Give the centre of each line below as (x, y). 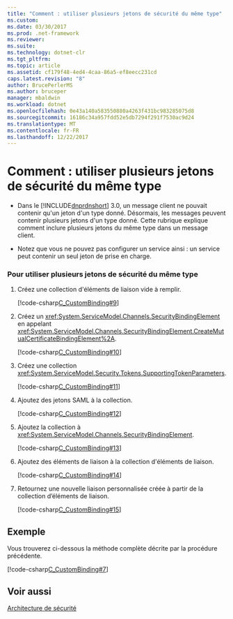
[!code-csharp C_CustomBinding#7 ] (58, 569)
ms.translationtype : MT (42, 124)
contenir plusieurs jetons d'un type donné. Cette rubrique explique (113, 221)
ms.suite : (22, 46)
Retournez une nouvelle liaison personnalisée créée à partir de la (110, 489)
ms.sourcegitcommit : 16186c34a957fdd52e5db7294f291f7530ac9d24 (101, 117)
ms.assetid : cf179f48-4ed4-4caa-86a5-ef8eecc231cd (82, 72)
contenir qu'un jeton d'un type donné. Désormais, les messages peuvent (121, 213)
